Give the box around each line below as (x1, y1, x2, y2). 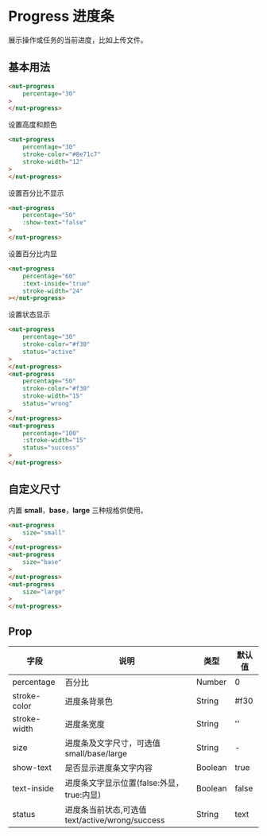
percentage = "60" (22, 272, 77, 280)
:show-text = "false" (22, 219, 87, 227)
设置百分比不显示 (8, 188, 64, 197)
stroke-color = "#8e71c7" (22, 150, 102, 158)
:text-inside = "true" (22, 279, 91, 287)
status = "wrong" (22, 399, 73, 407)
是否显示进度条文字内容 (64, 763, 153, 773)
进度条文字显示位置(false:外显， (64, 777, 184, 788)
